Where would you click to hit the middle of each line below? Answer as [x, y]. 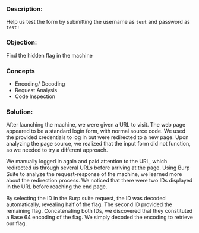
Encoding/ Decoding [40, 84]
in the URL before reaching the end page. [57, 187]
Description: [24, 9]
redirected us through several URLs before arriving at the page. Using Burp [98, 168]
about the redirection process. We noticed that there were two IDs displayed [99, 181]
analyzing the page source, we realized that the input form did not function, [99, 144]
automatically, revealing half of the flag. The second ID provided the [89, 204]
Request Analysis [36, 90]
